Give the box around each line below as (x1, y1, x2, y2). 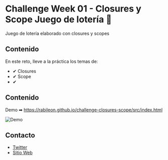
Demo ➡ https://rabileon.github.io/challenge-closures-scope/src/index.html (5, 107, 163, 113)
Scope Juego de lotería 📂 (5, 14, 112, 25)
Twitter (12, 144, 28, 150)
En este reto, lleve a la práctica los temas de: (5, 58, 98, 64)
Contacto (5, 131, 35, 139)
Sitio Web (12, 149, 33, 156)
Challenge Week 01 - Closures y (5, 3, 142, 15)
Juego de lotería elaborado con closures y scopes (5, 30, 109, 36)
